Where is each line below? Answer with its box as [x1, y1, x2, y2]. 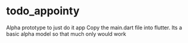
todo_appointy [6, 4, 80, 18]
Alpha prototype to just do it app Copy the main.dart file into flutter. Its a [6, 24, 183, 31]
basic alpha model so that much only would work [6, 30, 127, 37]
